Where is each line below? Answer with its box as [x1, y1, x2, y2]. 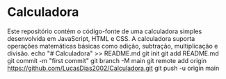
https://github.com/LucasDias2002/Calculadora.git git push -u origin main [7, 64, 220, 72]
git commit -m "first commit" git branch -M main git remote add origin [7, 56, 207, 64]
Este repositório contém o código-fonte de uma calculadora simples [7, 27, 202, 35]
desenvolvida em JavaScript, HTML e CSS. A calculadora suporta [7, 34, 195, 42]
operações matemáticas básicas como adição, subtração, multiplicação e [7, 42, 218, 50]
